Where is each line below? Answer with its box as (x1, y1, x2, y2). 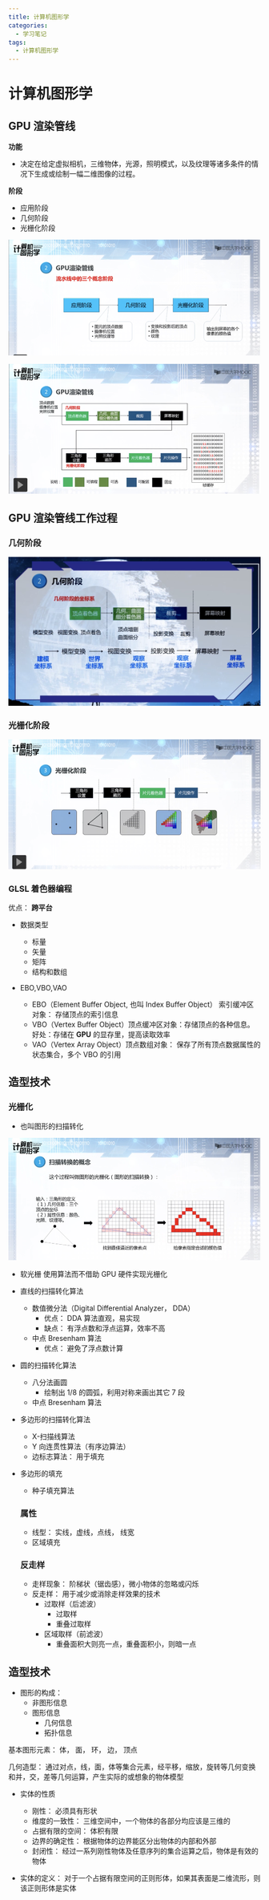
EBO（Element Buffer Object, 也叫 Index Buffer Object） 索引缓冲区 (31, 999, 255, 1010)
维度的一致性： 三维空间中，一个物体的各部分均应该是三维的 (31, 1817, 231, 1826)
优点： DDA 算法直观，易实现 (43, 1313, 140, 1323)
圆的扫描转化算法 (19, 1360, 77, 1370)
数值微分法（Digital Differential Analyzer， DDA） (31, 1303, 195, 1313)
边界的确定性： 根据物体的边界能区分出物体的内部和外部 (31, 1837, 217, 1846)
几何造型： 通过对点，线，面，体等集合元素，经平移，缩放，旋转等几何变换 (8, 1762, 256, 1772)
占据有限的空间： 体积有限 (31, 1826, 118, 1836)
